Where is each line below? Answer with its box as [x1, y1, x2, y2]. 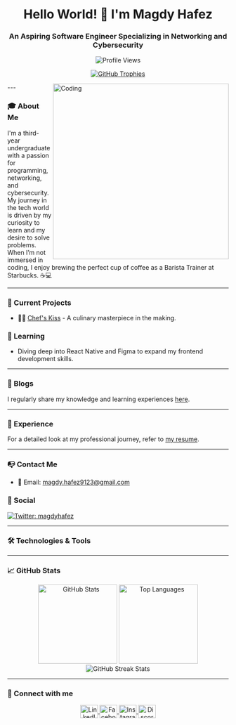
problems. [7, 240, 37, 249]
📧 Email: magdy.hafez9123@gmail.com [17, 478, 130, 487]
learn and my [7, 226, 46, 234]
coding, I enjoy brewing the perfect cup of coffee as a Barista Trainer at [7, 263, 214, 271]
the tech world [7, 203, 49, 211]
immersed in [7, 256, 44, 264]
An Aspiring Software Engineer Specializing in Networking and [8, 32, 228, 41]
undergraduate [7, 143, 51, 152]
